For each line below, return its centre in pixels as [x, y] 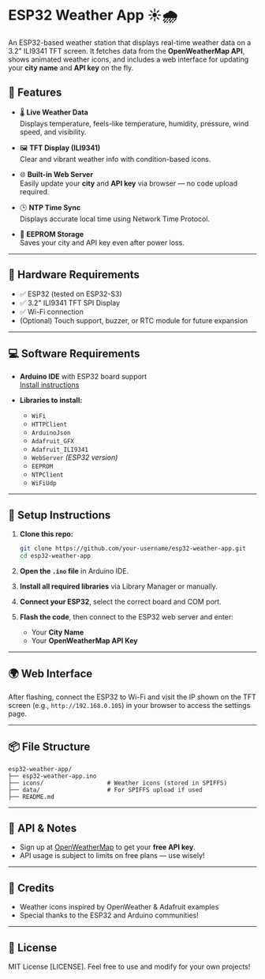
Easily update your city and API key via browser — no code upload [129, 183]
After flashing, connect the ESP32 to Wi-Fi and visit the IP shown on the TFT [132, 697]
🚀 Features [35, 93]
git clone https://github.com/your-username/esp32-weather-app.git [132, 549]
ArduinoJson [51, 433]
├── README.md [32, 796]
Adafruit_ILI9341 [60, 450]
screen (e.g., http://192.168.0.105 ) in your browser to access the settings [129, 705]
